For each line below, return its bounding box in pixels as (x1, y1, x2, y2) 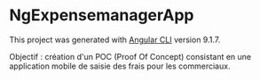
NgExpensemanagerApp (9, 5, 194, 25)
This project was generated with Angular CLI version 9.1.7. (9, 34, 221, 45)
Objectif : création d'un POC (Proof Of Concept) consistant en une (9, 51, 252, 62)
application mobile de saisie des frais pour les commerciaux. (9, 61, 231, 71)
